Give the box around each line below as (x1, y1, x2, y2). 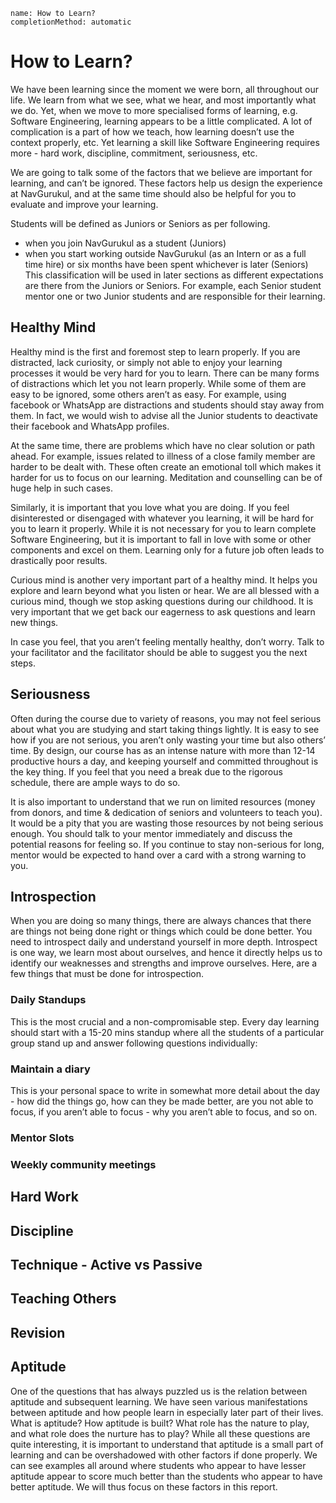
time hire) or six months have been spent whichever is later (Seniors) (24, 258, 309, 270)
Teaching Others (10, 1290, 117, 1308)
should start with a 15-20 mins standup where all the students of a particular (10, 1026, 325, 1038)
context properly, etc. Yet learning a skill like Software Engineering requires (10, 136, 320, 148)
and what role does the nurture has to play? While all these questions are (10, 1427, 311, 1439)
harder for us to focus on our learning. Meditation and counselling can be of (10, 471, 323, 483)
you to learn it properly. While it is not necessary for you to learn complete (10, 522, 317, 534)
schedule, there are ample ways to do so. (10, 776, 181, 788)
